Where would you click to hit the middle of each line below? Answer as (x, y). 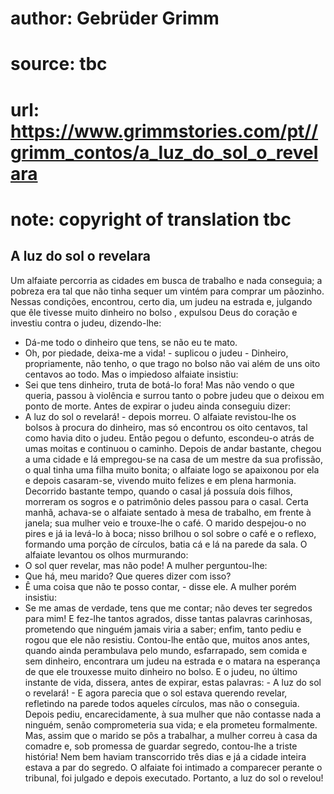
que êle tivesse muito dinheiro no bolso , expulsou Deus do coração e (154, 312)
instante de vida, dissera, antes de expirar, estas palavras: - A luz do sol (173, 682)
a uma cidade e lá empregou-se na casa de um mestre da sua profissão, (173, 459)
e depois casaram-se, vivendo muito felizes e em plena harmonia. (160, 480)
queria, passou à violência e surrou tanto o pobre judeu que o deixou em (174, 395)
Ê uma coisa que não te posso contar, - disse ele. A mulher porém (160, 586)
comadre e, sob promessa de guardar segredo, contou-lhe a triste (161, 746)
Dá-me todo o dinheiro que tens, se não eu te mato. (131, 342)
